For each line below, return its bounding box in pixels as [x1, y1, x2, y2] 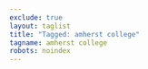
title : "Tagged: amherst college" [9, 30, 141, 39]
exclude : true [9, 13, 64, 22]
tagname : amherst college [9, 38, 107, 47]
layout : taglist [9, 22, 71, 30]
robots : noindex [9, 47, 71, 56]
